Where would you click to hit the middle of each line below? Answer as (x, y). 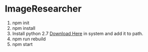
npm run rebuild (29, 39)
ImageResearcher (43, 9)
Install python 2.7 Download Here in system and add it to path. (78, 33)
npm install (24, 28)
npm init (21, 23)
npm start (22, 44)
